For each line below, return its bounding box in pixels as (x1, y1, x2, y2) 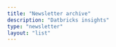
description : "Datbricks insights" (7, 17, 110, 23)
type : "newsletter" (7, 23, 64, 30)
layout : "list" (7, 29, 51, 37)
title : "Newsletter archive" (7, 10, 91, 17)
